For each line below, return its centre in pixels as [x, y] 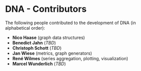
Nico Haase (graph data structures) [48, 37]
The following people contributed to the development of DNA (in [70, 23]
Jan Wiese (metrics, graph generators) [52, 53]
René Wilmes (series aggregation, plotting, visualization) [70, 58]
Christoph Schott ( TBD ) [37, 48]
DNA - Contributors [46, 9]
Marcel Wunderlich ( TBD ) [39, 64]
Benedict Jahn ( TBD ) [34, 42]
